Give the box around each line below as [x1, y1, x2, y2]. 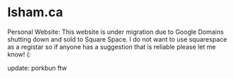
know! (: [7, 50, 31, 59]
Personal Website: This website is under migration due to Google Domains [7, 28, 224, 36]
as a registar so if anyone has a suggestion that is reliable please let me [7, 42, 216, 51]
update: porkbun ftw [7, 63, 67, 72]
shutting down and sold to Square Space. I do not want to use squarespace [7, 35, 228, 43]
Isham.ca [7, 4, 64, 20]
